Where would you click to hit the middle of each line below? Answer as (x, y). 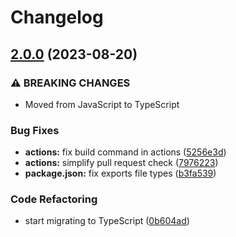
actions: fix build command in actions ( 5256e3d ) (125, 152)
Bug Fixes (35, 130)
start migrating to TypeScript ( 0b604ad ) (107, 221)
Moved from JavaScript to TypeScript (102, 104)
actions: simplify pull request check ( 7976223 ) (121, 163)
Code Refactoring (54, 199)
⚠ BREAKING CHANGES (70, 83)
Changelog (57, 17)
